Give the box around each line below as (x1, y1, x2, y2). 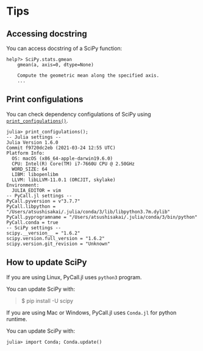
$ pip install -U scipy (21, 297, 74, 304)
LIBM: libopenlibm (12, 171, 59, 177)
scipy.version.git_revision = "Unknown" (6, 241, 111, 247)
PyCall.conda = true (6, 219, 59, 225)
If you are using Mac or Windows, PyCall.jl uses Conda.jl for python (6, 309, 177, 316)
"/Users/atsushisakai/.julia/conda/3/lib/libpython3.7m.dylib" (6, 208, 171, 214)
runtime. (6, 315, 27, 322)
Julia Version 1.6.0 (6, 139, 59, 146)
